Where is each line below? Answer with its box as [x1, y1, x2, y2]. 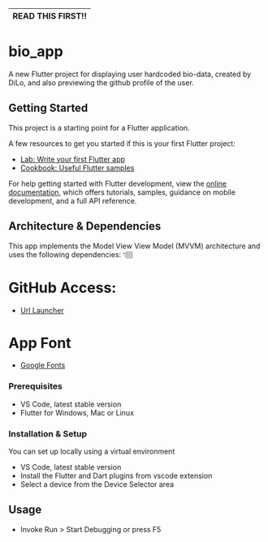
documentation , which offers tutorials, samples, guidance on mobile [8, 187, 236, 197]
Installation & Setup [8, 428, 88, 439]
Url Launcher [19, 305, 65, 315]
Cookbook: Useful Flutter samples [19, 162, 135, 173]
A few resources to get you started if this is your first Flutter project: [8, 138, 236, 148]
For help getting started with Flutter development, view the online [8, 179, 227, 188]
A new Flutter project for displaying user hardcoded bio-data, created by [8, 69, 252, 79]
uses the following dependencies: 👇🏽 [8, 249, 134, 259]
